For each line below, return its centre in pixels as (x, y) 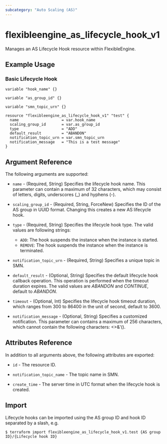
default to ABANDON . (35, 291)
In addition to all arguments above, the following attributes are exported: (80, 355)
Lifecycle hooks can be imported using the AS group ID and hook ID (75, 417)
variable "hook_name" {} (31, 89)
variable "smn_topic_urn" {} (36, 107)
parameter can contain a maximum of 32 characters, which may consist (87, 189)
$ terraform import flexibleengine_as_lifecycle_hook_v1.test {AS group (83, 432)
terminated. (32, 251)
